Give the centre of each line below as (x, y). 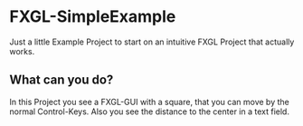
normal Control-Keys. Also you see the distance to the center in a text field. (149, 111)
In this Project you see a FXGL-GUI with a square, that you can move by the (149, 102)
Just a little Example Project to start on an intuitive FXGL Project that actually (152, 42)
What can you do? (62, 80)
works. (22, 51)
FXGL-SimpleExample (93, 17)
